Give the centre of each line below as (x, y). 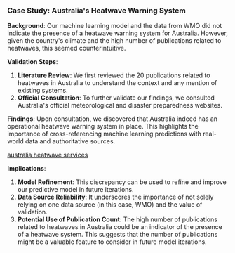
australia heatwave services (48, 155)
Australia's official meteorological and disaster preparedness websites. (120, 105)
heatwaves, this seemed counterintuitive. (67, 48)
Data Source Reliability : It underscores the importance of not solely (115, 197)
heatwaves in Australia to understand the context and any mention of (117, 83)
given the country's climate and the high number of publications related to (114, 41)
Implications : (27, 169)
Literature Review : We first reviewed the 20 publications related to (114, 75)
